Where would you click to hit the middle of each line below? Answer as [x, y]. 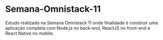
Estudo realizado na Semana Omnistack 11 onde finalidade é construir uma [82, 23]
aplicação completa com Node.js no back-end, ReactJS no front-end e [78, 28]
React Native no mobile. [30, 33]
